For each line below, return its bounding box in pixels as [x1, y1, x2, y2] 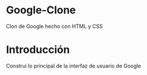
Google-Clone [6, 3, 76, 17]
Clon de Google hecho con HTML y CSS [6, 23, 103, 30]
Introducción [6, 43, 70, 56]
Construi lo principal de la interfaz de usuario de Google [6, 62, 142, 69]
